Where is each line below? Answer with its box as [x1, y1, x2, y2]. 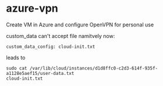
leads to [6, 54, 26, 61]
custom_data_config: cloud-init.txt [6, 43, 95, 50]
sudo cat [6, 65, 27, 71]
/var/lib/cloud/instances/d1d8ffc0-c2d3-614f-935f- [29, 65, 158, 71]
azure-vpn [6, 2, 58, 15]
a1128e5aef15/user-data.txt [6, 70, 75, 76]
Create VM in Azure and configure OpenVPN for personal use [6, 21, 154, 28]
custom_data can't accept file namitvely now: [6, 32, 115, 39]
